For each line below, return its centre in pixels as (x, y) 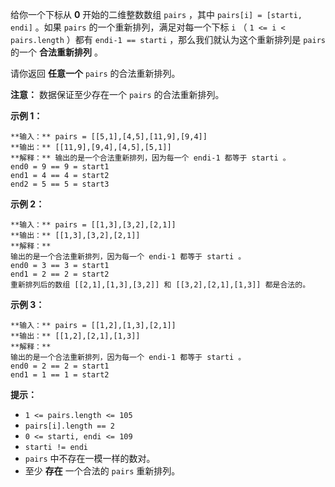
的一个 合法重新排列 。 (56, 52)
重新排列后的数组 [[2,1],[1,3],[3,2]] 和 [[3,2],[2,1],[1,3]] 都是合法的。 (160, 285)
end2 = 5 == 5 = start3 (60, 184)
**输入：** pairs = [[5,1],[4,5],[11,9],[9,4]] (109, 137)
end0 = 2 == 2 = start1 (60, 366)
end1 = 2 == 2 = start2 (60, 274)
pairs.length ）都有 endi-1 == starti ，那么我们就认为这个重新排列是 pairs (168, 39)
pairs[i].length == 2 (69, 426)
